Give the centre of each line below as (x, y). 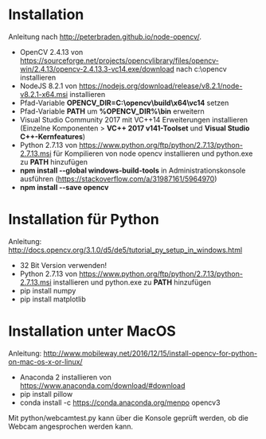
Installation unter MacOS (92, 331)
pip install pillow (46, 394)
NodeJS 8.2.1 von (49, 86)
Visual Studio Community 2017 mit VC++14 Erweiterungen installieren (134, 119)
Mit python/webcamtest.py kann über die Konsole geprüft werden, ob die (129, 418)
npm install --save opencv (64, 187)
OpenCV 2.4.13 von (51, 52)
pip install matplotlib (53, 299)
